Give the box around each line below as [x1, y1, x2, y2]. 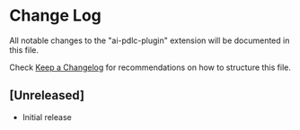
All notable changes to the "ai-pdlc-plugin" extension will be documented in [9, 35, 290, 46]
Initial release [22, 111, 72, 122]
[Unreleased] [9, 88, 85, 103]
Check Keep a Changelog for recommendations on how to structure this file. [9, 62, 292, 73]
